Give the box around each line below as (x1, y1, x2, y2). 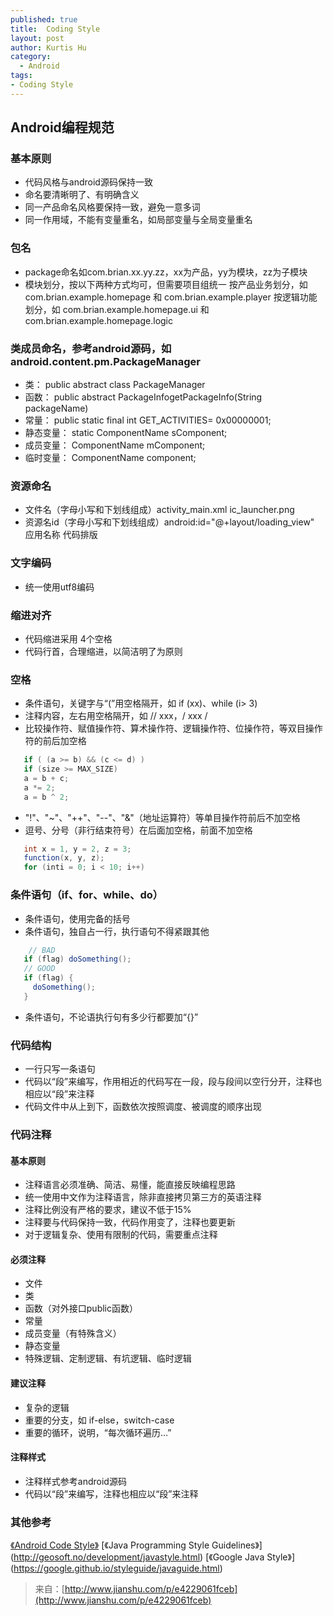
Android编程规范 (10, 119, 115, 136)
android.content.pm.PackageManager (10, 354, 202, 368)
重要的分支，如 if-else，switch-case (24, 1414, 175, 1426)
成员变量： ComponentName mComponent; (24, 439, 206, 451)
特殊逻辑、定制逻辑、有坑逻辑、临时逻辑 (24, 1352, 192, 1365)
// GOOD (23, 964, 56, 974)
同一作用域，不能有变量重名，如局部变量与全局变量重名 (24, 214, 253, 226)
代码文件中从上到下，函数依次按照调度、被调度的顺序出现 (24, 1101, 262, 1113)
